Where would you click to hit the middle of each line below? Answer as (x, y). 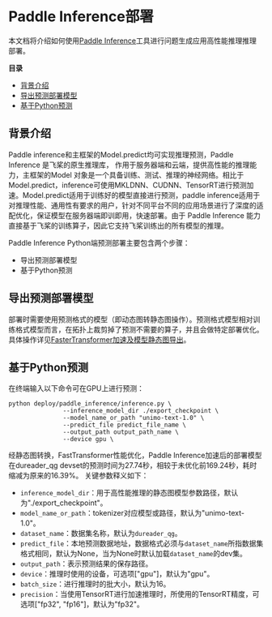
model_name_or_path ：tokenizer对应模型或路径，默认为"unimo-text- (132, 513)
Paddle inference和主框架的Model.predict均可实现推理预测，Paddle (121, 154)
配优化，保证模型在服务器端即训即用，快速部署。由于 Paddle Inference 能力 (134, 215)
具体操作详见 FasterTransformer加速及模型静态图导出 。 (100, 339)
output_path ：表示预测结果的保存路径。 (86, 563)
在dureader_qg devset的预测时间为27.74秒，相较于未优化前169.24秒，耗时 (133, 465)
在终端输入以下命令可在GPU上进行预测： (76, 388)
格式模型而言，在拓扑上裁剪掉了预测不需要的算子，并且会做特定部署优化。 (139, 329)
